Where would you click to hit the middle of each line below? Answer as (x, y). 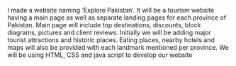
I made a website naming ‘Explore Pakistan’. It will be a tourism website (111, 10)
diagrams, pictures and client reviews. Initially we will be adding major (109, 32)
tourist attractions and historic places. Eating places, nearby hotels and (111, 40)
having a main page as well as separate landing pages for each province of (117, 18)
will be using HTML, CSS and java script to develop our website (100, 55)
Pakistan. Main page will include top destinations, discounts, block (104, 25)
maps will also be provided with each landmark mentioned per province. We (118, 47)
